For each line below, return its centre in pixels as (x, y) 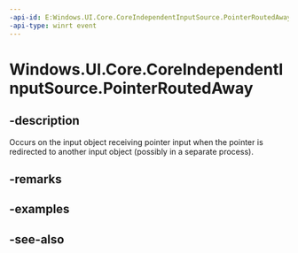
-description (44, 121)
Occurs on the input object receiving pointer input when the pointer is (136, 142)
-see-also (37, 239)
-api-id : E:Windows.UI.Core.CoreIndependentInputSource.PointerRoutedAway (150, 17)
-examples (39, 209)
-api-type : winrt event (53, 26)
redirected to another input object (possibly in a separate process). (132, 151)
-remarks (35, 179)
